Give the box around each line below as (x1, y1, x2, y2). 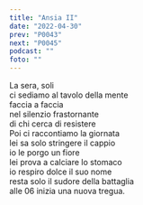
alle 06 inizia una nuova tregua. (9, 186, 126, 196)
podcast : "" (9, 47, 54, 56)
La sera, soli (9, 80, 54, 90)
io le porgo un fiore (9, 147, 80, 158)
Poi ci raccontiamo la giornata (9, 128, 120, 138)
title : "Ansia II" (9, 13, 78, 23)
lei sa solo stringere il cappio (9, 137, 116, 148)
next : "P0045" (9, 38, 63, 48)
